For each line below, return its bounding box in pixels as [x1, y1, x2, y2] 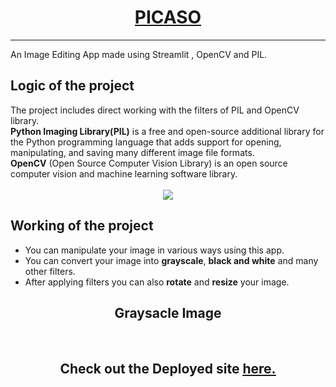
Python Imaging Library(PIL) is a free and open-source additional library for [10, 125, 325, 137]
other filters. [24, 265, 76, 277]
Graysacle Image [114, 304, 222, 321]
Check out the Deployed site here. [59, 360, 277, 377]
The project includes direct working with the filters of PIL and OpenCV [10, 104, 300, 116]
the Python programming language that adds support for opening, [10, 136, 282, 148]
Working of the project [10, 217, 154, 235]
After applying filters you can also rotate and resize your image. [24, 276, 290, 288]
